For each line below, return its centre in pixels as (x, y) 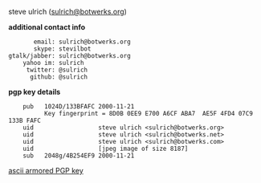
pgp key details (35, 92)
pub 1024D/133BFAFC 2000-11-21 (79, 107)
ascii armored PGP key (46, 171)
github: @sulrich (59, 77)
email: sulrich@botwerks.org (82, 42)
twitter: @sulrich (57, 70)
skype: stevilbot (62, 49)
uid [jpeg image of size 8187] (106, 148)
